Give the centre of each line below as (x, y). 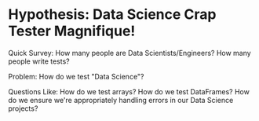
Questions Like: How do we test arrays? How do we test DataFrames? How (129, 91)
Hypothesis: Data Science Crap (112, 15)
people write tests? (39, 61)
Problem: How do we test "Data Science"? (76, 76)
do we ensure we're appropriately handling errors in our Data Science (121, 100)
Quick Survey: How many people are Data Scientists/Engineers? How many (129, 53)
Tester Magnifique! (72, 31)
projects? (23, 108)
